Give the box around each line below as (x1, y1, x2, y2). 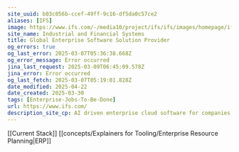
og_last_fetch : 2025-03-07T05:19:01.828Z (7, 76, 132, 84)
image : (7, 23, 27, 31)
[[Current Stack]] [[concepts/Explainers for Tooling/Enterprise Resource (7, 129, 218, 137)
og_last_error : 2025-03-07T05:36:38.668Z (7, 50, 132, 58)
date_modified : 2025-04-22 (7, 83, 87, 90)
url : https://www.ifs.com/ (7, 103, 87, 110)
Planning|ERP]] (7, 136, 52, 145)
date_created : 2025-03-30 (7, 89, 84, 97)
